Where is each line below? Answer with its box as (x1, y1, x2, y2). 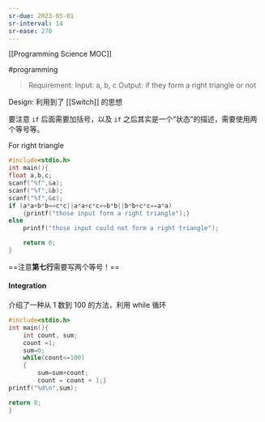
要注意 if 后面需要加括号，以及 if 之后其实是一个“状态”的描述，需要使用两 (8, 114, 258, 124)
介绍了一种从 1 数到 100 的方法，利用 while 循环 (8, 301, 167, 310)
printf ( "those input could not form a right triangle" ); (23, 224, 220, 232)
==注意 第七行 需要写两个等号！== (8, 262, 120, 271)
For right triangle (8, 141, 65, 151)
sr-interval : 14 (8, 19, 63, 28)
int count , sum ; (23, 331, 79, 339)
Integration (8, 281, 47, 291)
